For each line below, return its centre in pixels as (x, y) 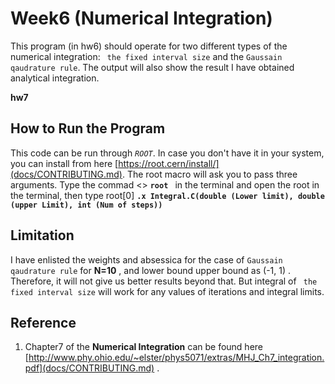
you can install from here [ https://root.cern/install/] (115, 163)
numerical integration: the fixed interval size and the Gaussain (146, 56)
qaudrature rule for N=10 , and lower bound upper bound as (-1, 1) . (151, 270)
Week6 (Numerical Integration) (141, 18)
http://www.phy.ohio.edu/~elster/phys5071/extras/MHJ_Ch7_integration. (176, 358)
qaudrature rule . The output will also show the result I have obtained (152, 67)
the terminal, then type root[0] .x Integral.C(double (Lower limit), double (167, 195)
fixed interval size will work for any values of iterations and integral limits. (167, 291)
